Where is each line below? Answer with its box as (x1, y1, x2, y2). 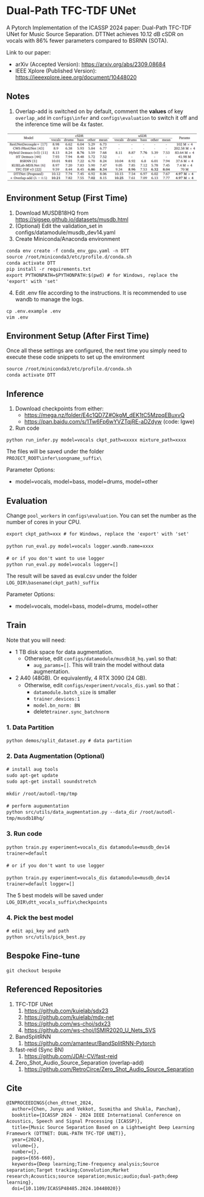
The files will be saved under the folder (6, 447, 105, 455)
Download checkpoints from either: (15, 405, 104, 413)
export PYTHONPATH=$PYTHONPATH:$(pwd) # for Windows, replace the (6, 272, 178, 278)
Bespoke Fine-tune (6, 951, 80, 961)
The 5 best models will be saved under (6, 891, 104, 899)
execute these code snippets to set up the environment (6, 353, 145, 361)
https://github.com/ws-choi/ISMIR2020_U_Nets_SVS (24, 1026, 157, 1034)
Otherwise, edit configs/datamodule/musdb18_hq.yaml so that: (24, 655, 178, 662)
